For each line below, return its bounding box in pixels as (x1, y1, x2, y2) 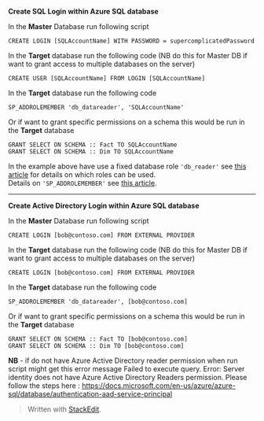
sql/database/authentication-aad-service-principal (8, 390, 173, 398)
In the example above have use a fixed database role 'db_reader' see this (8, 161, 247, 171)
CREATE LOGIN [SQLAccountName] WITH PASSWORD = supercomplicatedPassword (8, 37, 255, 45)
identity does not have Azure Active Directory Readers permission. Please (8, 373, 247, 382)
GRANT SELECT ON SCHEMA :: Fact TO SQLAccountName (8, 141, 178, 149)
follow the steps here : (8, 381, 80, 390)
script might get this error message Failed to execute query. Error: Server (8, 364, 245, 373)
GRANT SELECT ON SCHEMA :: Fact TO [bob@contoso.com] (8, 335, 189, 343)
